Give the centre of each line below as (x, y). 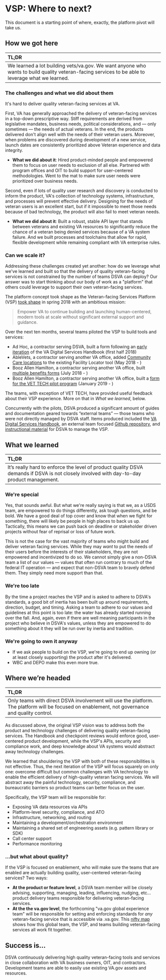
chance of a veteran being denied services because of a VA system (81, 232)
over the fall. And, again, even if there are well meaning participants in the (80, 618)
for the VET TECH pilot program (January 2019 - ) (63, 384)
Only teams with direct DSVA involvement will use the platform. (81, 700)
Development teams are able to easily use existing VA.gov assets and (76, 968)
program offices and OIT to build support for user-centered (73, 171)
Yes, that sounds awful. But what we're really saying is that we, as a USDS (81, 505)
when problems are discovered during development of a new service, (76, 140)
